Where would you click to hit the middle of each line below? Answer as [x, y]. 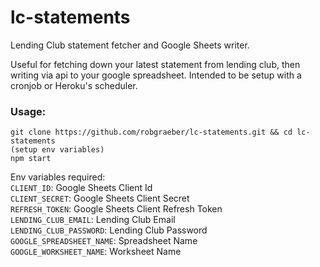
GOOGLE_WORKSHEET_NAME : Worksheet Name [96, 252]
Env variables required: [58, 177]
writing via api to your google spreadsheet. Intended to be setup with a [156, 75]
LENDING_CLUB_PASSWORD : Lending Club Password [109, 230]
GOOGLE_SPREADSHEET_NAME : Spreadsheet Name [104, 241]
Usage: [28, 111]
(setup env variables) [57, 150]
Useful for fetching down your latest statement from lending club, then [155, 64]
